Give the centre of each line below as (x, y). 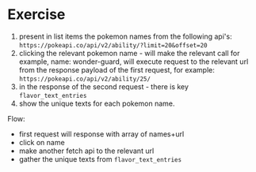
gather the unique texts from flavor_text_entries (100, 159)
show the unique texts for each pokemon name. (97, 103)
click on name (42, 142)
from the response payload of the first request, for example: (117, 69)
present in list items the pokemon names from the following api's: (125, 36)
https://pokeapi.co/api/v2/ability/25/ (85, 79)
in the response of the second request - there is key (104, 86)
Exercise (36, 15)
